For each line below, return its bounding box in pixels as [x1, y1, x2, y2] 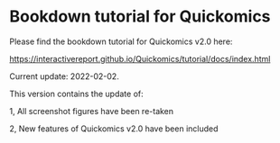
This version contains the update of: [9, 88, 145, 99]
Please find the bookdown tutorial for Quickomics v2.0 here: [9, 36, 233, 47]
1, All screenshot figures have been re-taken [9, 105, 174, 116]
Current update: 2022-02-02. [9, 70, 119, 82]
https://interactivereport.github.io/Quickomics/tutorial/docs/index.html [9, 53, 271, 64]
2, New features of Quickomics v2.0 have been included [9, 123, 219, 134]
